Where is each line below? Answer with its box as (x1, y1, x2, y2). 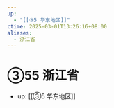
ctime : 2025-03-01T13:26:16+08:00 (7, 23, 108, 30)
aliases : (7, 29, 33, 37)
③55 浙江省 (7, 68, 79, 84)
